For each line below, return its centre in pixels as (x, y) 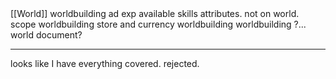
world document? (46, 35)
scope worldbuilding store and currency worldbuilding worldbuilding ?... (158, 24)
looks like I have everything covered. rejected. (105, 63)
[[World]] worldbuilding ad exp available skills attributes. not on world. (155, 13)
